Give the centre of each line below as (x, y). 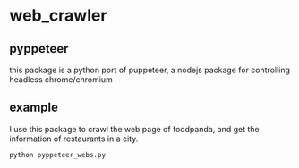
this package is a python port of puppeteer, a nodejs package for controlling (150, 70)
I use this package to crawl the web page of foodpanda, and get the (134, 129)
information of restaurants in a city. (74, 139)
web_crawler (58, 16)
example (34, 108)
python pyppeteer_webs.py (57, 155)
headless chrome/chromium (61, 80)
